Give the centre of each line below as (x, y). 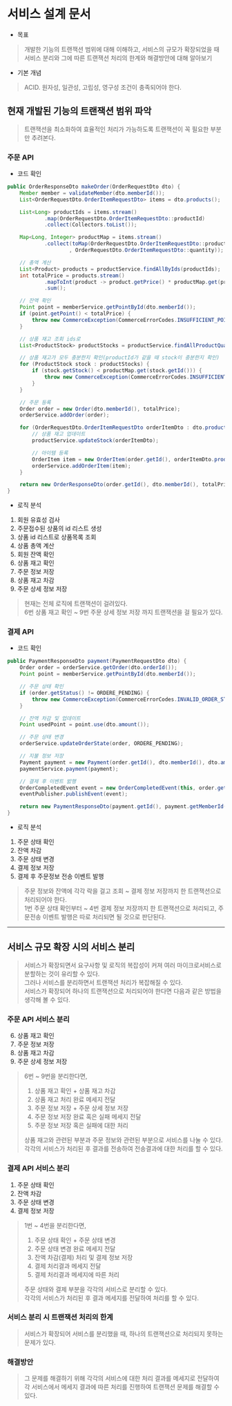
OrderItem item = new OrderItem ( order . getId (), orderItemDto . (123, 459)
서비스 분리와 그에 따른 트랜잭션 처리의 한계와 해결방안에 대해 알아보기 (118, 58)
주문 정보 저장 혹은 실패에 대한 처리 (81, 1126)
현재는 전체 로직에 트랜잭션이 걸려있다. (76, 604)
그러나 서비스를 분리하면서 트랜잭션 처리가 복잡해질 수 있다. (103, 982)
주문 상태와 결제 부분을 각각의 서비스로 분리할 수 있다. (96, 1289)
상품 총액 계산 (36, 546)
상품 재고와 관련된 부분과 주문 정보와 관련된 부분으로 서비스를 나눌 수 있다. (123, 1140)
